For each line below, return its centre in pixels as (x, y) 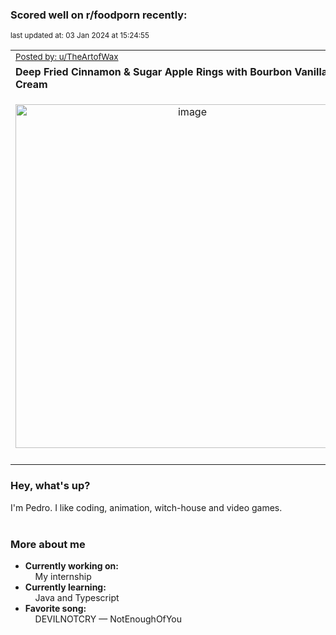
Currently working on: (71, 565)
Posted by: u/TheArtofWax (67, 57)
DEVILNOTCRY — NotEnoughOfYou (108, 619)
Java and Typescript (77, 597)
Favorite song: (55, 608)
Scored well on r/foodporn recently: (99, 15)
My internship (63, 576)
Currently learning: (65, 587)
